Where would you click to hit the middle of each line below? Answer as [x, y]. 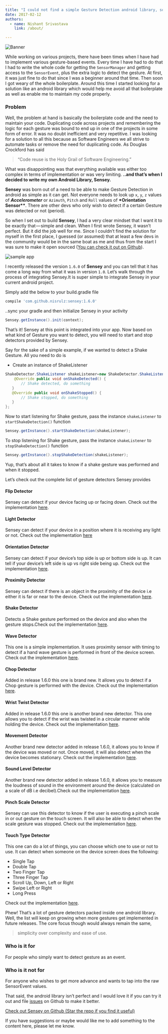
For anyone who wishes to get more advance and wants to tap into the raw [82, 981]
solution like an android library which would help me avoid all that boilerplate [84, 89]
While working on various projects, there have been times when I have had [82, 57]
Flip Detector [19, 491]
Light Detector [20, 519]
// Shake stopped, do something [54, 398]
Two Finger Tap [28, 872]
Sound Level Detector [28, 769]
